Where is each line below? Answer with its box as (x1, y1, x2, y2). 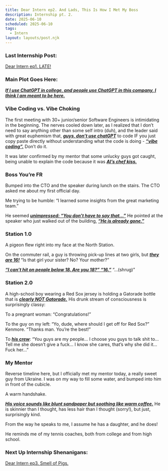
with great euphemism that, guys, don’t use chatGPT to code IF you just (5, 133, 156, 139)
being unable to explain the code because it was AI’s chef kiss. (5, 158, 137, 164)
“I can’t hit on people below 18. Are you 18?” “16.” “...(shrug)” (5, 267, 135, 273)
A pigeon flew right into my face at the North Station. (5, 242, 115, 248)
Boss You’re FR (5, 171, 43, 178)
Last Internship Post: (5, 52, 57, 59)
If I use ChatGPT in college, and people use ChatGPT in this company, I (5, 87, 156, 93)
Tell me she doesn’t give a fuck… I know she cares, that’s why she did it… (5, 341, 157, 347)
